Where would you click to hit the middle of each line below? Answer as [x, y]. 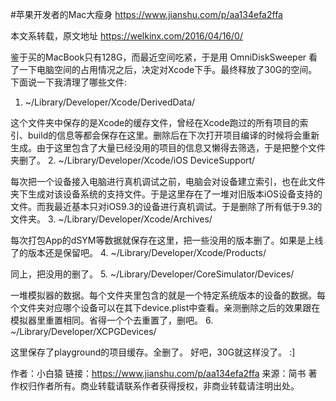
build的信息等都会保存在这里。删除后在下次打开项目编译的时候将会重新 [173, 135]
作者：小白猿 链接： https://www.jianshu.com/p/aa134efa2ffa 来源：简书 [158, 373]
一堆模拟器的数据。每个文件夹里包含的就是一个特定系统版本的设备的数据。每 [168, 295]
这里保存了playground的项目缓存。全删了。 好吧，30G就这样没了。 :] [153, 352]
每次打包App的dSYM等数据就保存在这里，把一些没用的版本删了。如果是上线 [167, 240]
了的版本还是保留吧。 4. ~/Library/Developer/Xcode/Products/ [138, 252]
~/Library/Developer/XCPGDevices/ [83, 331]
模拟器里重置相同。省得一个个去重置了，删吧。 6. [112, 320]
